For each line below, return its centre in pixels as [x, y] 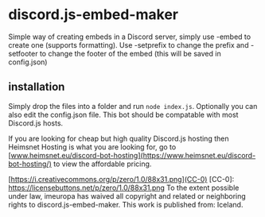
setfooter [23, 53]
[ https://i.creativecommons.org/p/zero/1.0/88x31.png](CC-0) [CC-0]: [121, 179]
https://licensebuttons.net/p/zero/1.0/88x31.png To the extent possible [124, 188]
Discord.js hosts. [36, 123]
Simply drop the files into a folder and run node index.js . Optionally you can [133, 106]
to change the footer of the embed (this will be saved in [130, 53]
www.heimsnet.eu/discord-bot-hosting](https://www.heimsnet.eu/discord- [133, 155]
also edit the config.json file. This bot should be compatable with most [123, 114]
